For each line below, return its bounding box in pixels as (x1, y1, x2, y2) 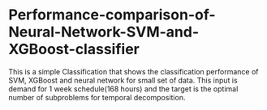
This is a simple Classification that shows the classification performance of (8, 66, 259, 76)
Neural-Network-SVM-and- (8, 23, 200, 41)
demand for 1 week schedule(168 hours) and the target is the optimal (8, 83, 239, 94)
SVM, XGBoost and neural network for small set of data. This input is (8, 75, 238, 85)
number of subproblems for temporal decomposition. (8, 92, 186, 102)
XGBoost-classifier (8, 40, 140, 58)
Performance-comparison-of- (8, 6, 217, 24)
